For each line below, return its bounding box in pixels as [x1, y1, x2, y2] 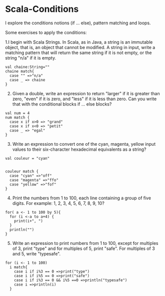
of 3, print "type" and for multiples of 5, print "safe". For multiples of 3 [12, 245, 155, 251]
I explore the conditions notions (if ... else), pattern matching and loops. [5, 20, 151, 26]
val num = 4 [5, 111, 30, 116]
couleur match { [5, 169, 39, 174]
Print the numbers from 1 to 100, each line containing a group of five [12, 195, 151, 201]
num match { [5, 115, 30, 120]
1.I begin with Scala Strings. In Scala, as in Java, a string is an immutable [5, 39, 153, 45]
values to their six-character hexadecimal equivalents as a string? [12, 146, 147, 152]
